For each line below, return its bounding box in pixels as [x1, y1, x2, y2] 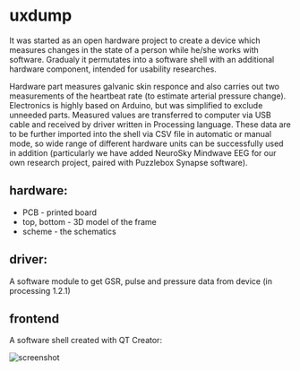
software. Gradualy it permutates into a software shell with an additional [9, 54, 275, 65]
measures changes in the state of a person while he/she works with [9, 44, 260, 55]
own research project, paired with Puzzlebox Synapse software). [9, 157, 248, 168]
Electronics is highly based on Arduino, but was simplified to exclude [9, 99, 263, 110]
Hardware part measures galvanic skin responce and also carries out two [9, 81, 280, 91]
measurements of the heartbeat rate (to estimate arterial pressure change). [9, 91, 287, 101]
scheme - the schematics [21, 226, 116, 237]
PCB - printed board [21, 207, 97, 218]
